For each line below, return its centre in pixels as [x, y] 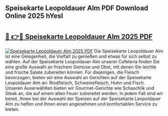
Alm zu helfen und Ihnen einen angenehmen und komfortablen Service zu [81, 104]
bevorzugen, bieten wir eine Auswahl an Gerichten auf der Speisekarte [78, 77]
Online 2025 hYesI [34, 16]
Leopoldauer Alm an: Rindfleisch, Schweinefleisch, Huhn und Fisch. [75, 83]
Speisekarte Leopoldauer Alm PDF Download [77, 8]
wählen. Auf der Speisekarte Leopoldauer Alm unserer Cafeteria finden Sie [82, 61]
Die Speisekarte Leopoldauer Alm [129, 51]
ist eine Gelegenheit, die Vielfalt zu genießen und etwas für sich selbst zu [81, 56]
